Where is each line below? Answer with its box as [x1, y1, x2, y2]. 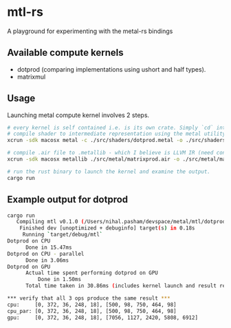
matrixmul [16, 72, 46, 81]
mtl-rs [7, 4, 43, 20]
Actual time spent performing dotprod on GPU [25, 269, 158, 276]
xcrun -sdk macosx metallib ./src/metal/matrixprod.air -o [7, 156, 180, 163]
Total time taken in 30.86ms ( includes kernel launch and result [25, 283, 217, 289]
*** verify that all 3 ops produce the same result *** [7, 295, 170, 302]
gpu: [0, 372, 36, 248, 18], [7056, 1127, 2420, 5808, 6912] [7, 314, 198, 321]
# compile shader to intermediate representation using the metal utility [7, 130, 226, 138]
